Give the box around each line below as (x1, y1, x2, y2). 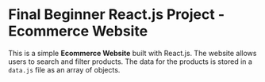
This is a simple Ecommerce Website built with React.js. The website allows (8, 48, 257, 58)
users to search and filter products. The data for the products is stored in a (8, 57, 252, 66)
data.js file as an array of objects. (8, 65, 121, 74)
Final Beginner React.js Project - (8, 6, 225, 24)
